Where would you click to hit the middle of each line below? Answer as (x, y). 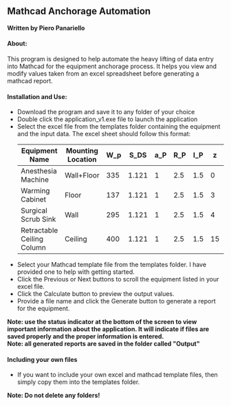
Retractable (39, 231)
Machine (35, 180)
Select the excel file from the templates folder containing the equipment (119, 127)
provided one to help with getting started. (76, 272)
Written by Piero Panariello (46, 28)
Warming (35, 191)
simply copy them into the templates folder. (78, 382)
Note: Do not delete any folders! (54, 396)
